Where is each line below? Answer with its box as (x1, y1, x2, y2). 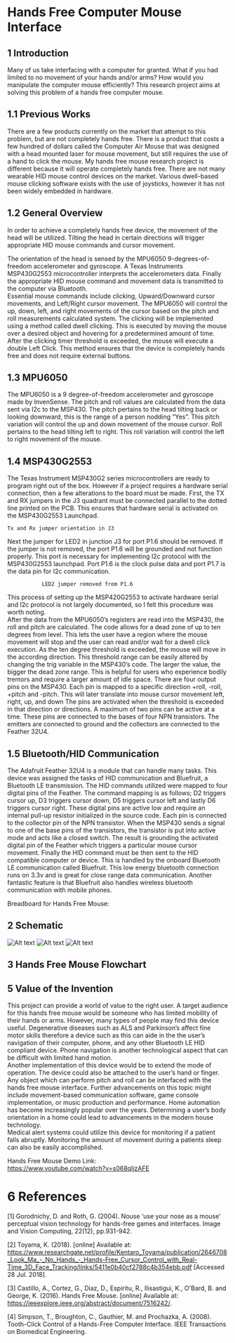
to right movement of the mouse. (7, 435, 102, 443)
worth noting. (7, 608, 46, 617)
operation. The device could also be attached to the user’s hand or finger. (7, 1068, 220, 1077)
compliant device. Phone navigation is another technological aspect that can (7, 1046, 228, 1054)
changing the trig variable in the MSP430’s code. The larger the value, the (7, 660, 221, 669)
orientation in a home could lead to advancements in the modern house (7, 1113, 214, 1122)
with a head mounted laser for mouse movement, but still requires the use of (7, 149, 228, 158)
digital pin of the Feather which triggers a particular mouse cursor (7, 841, 198, 850)
